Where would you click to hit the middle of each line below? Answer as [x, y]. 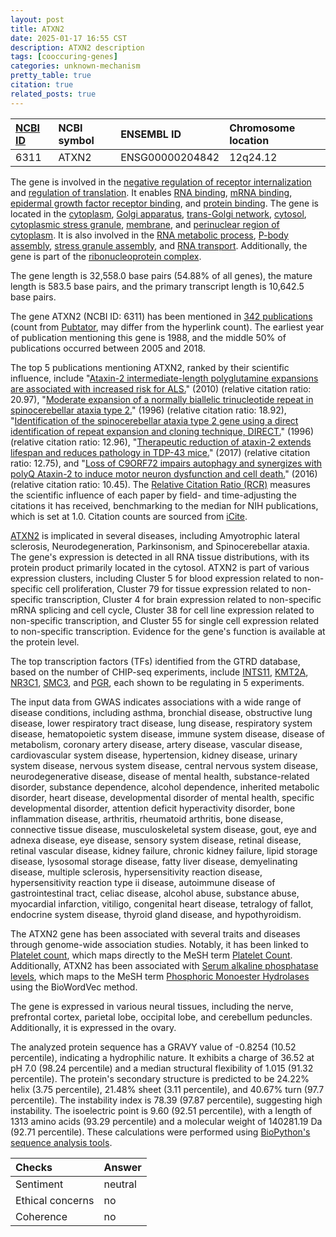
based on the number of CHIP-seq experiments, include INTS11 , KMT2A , [159, 672]
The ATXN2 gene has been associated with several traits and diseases [155, 933]
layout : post [37, 19]
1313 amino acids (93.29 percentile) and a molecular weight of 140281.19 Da [166, 1121]
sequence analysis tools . [61, 1142]
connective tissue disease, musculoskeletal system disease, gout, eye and [163, 829]
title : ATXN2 [37, 29]
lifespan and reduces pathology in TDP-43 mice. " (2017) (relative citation [160, 452]
